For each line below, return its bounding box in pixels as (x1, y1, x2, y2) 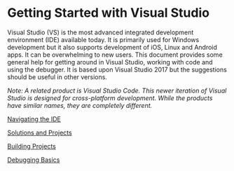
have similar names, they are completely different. (7, 101, 153, 109)
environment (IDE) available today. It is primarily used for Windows (7, 35, 200, 43)
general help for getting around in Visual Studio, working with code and (7, 57, 213, 66)
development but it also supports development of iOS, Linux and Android (7, 43, 217, 51)
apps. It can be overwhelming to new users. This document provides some (7, 50, 223, 59)
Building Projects (7, 142, 56, 150)
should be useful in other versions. (7, 72, 107, 81)
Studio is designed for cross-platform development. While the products (7, 93, 213, 102)
